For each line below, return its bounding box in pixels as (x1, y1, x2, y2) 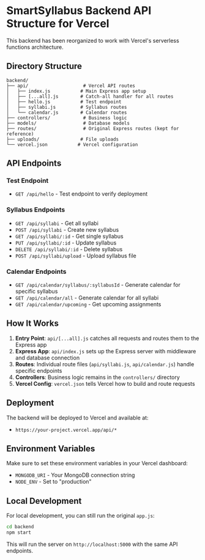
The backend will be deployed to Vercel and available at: (6, 414, 149, 421)
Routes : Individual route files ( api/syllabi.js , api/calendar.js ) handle (15, 360, 195, 367)
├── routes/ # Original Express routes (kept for (6, 125, 179, 131)
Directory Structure (6, 61, 83, 72)
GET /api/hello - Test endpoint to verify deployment (15, 190, 148, 197)
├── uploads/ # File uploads (6, 136, 119, 142)
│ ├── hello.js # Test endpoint (6, 98, 122, 105)
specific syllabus (15, 288, 58, 295)
